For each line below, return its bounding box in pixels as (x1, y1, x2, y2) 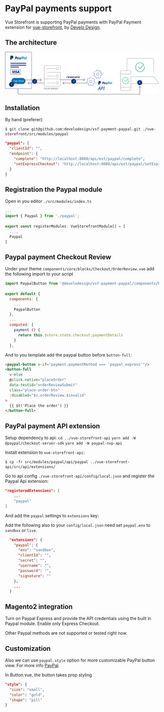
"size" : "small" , (9, 687, 45, 692)
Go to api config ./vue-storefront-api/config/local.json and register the (5, 473, 155, 479)
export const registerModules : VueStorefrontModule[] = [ (5, 223, 125, 229)
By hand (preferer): (5, 117, 44, 123)
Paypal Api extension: (5, 478, 49, 484)
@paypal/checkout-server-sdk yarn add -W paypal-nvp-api (5, 441, 123, 446)
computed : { (9, 322, 34, 328)
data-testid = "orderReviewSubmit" (9, 382, 78, 388)
